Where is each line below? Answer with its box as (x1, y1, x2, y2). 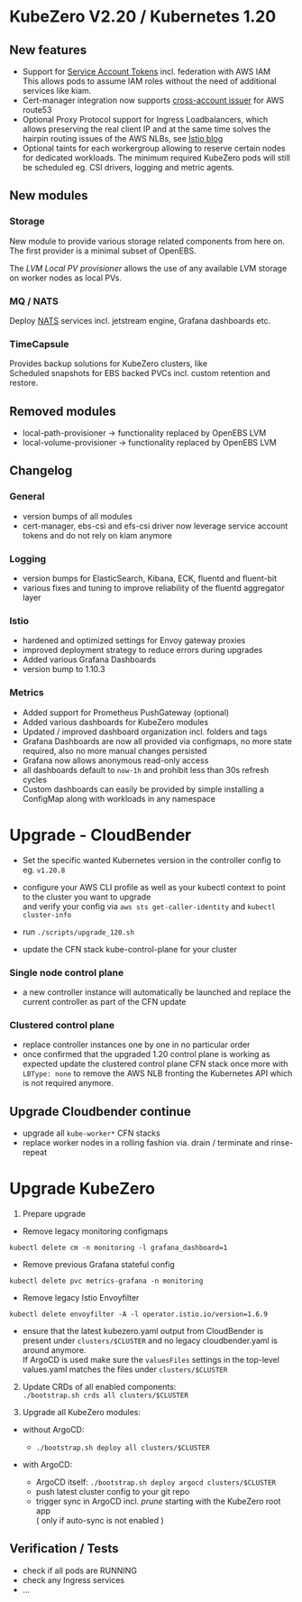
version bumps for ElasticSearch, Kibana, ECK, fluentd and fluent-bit (22, 573, 278, 584)
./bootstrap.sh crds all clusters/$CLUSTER (22, 1391, 189, 1400)
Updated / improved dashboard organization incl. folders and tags (22, 726, 268, 737)
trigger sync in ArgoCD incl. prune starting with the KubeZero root (35, 1496, 281, 1506)
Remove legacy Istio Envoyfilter (22, 1292, 140, 1303)
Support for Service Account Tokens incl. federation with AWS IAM (22, 66, 271, 77)
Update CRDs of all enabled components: (22, 1381, 177, 1392)
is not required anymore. (22, 1078, 114, 1089)
